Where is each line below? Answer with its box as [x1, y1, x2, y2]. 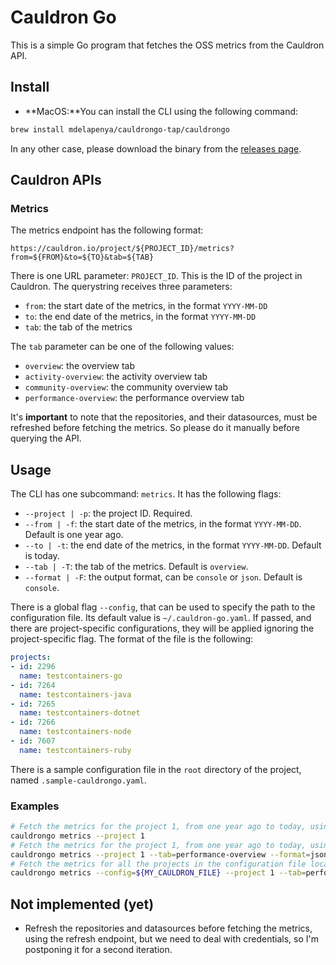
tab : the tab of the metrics [24, 321, 133, 333]
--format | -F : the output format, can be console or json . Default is [24, 571, 303, 583]
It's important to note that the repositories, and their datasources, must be [10, 411, 318, 423]
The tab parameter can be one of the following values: [10, 341, 235, 353]
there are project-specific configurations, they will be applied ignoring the [10, 622, 315, 635]
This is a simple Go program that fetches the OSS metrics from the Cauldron [10, 39, 325, 51]
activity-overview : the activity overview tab [24, 371, 208, 383]
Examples [10, 799, 60, 813]
